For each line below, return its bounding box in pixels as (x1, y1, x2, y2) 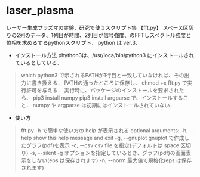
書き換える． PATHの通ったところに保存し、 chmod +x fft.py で (31, 79, 188, 86)
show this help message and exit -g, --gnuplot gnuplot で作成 (33, 134, 184, 141)
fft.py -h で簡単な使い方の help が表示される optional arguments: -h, (20, 126, 188, 134)
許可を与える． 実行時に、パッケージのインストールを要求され (26, 86, 179, 94)
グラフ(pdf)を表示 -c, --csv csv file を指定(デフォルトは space (26, 141, 180, 149)
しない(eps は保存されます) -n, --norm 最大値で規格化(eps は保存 (31, 156, 192, 164)
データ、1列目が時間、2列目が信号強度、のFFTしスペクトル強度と (30, 31, 191, 39)
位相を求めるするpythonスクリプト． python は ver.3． (6, 39, 141, 46)
